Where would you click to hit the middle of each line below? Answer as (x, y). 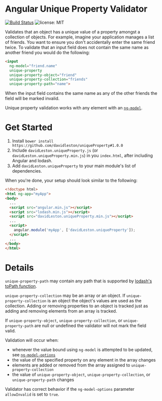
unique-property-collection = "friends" (49, 79)
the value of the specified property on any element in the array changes (84, 360)
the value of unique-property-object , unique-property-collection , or (81, 375)
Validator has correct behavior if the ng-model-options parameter (70, 389)
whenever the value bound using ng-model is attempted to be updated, (82, 350)
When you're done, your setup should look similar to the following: (71, 180)
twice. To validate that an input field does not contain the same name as (77, 47)
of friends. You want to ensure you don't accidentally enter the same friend (80, 42)
